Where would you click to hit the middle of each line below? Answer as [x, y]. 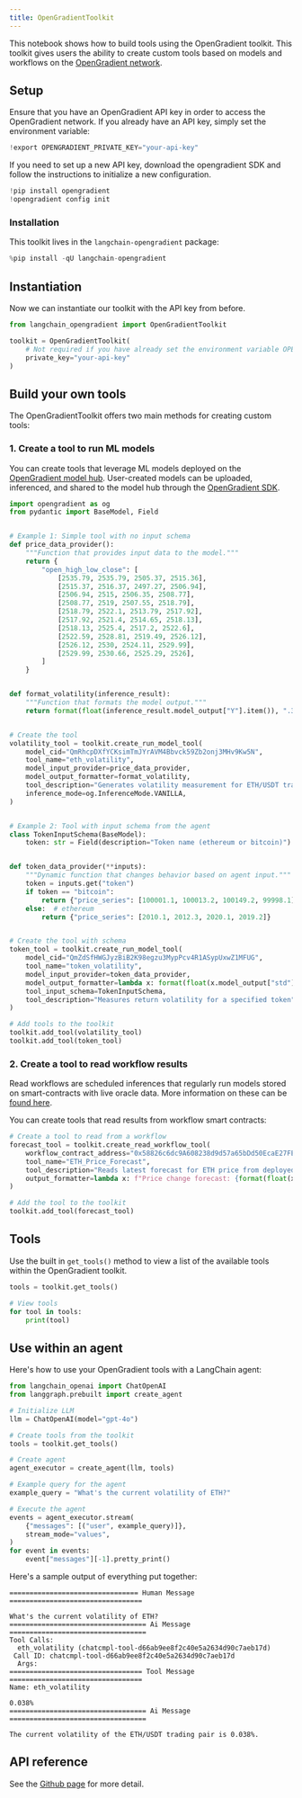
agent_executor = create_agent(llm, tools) [92, 1468]
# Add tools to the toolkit [62, 1024]
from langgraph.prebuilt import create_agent [96, 1395]
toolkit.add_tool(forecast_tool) [72, 1212]
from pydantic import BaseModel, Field [84, 512]
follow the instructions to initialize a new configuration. [110, 174]
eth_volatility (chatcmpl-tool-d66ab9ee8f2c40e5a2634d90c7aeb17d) [144, 1648]
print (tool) [48, 1320]
